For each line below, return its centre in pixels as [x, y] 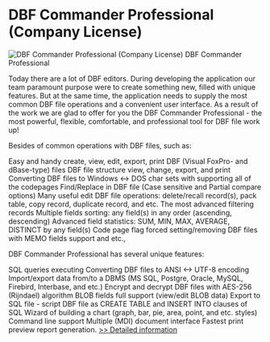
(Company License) [75, 32]
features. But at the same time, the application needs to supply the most [128, 95]
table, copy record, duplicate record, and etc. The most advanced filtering [131, 204]
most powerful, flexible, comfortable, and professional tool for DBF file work [134, 121]
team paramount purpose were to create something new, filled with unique [132, 87]
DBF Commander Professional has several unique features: [106, 254]
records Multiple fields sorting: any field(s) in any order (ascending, [120, 212]
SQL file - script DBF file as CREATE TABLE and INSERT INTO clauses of [128, 303]
